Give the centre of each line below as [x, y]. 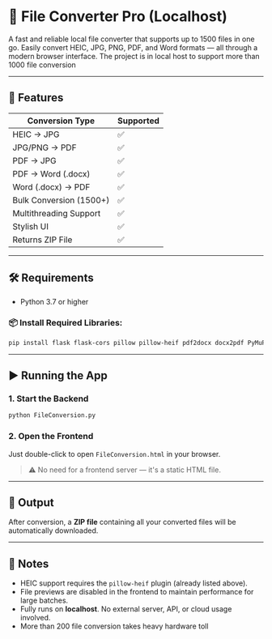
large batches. [44, 601]
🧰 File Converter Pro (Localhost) [118, 17]
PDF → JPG [34, 160]
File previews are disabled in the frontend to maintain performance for [137, 592]
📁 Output [31, 503]
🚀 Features [36, 98]
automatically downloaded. [53, 530]
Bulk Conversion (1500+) [61, 200]
